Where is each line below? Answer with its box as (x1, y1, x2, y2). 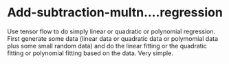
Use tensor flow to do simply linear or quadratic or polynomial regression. (7, 27, 216, 35)
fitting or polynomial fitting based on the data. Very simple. (7, 49, 173, 57)
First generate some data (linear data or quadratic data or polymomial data (7, 34, 219, 42)
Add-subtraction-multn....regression (7, 5, 223, 20)
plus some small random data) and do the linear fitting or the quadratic (7, 42, 208, 50)
